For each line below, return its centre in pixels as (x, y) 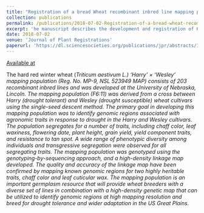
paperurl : (19, 46)
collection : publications (39, 18)
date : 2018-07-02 (28, 34)
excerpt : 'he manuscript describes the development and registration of (100, 29)
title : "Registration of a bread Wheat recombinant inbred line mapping (100, 12)
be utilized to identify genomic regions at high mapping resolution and (94, 197)
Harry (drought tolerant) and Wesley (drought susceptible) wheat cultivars (100, 100)
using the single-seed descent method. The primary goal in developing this (100, 106)
